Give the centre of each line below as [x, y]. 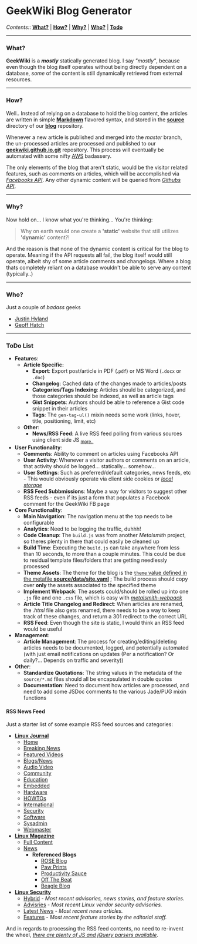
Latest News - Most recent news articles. [73, 911]
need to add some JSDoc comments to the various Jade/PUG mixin [105, 692]
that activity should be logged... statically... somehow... [90, 466]
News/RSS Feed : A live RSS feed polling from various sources [107, 433]
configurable [39, 523]
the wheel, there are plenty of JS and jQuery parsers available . [82, 935]
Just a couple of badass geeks [43, 307]
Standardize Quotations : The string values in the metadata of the [103, 673]
